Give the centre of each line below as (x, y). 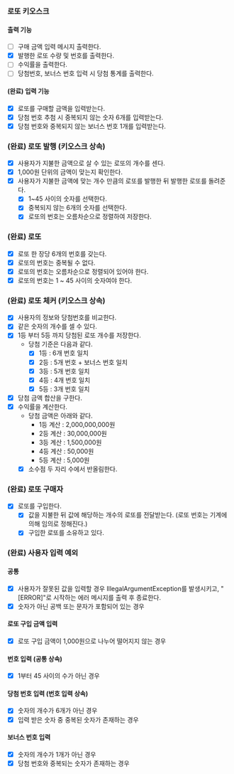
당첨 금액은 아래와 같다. (61, 415)
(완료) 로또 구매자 (35, 489)
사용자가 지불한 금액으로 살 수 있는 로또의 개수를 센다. (91, 163)
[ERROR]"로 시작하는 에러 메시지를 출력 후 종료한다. (89, 597)
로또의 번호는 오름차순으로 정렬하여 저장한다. (90, 217)
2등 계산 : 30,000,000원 (73, 433)
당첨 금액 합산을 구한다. (50, 398)
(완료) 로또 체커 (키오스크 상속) (56, 300)
